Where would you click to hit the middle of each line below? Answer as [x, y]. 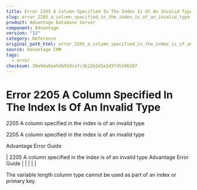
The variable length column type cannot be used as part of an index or [91, 175]
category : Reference [31, 39]
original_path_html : [31, 44]
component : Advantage [33, 28]
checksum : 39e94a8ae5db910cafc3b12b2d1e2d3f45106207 [72, 66]
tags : [13, 55]
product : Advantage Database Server [51, 22]
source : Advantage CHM [34, 50]
